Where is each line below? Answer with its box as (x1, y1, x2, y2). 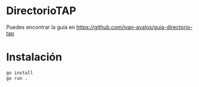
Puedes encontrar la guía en (6, 24, 75, 31)
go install (6, 69, 33, 76)
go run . (6, 75, 28, 81)
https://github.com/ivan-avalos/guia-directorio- (76, 24, 193, 31)
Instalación (6, 51, 62, 64)
